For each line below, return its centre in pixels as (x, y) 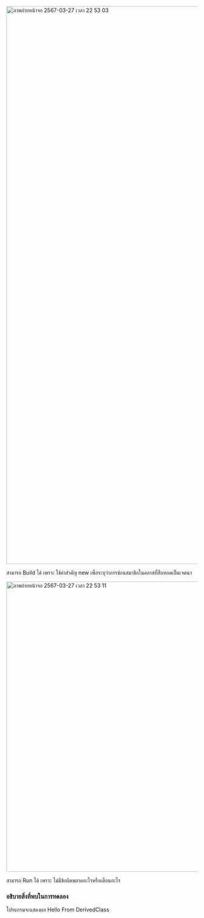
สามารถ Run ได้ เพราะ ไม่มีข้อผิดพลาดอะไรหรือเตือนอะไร (63, 880)
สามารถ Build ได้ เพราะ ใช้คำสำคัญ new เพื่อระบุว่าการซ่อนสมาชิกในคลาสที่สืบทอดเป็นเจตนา (99, 573)
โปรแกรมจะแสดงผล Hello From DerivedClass (58, 909)
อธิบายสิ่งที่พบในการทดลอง (37, 896)
